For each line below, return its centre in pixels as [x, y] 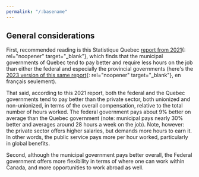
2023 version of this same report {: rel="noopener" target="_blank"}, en [94, 75]
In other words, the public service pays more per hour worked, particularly [97, 137]
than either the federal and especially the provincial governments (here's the [100, 69]
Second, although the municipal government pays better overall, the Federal [99, 155]
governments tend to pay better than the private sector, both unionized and [98, 99]
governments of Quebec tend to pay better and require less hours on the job [99, 62]
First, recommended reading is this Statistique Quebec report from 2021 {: [96, 50]
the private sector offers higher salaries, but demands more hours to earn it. [99, 131]
